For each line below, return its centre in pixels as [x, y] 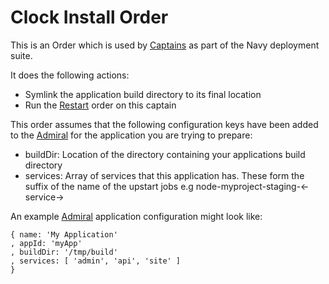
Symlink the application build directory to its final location [143, 94]
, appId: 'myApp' [46, 243]
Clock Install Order [89, 17]
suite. [21, 55]
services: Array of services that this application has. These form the [164, 175]
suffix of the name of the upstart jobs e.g [109, 186]
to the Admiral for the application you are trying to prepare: [131, 135]
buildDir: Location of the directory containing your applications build [165, 154]
